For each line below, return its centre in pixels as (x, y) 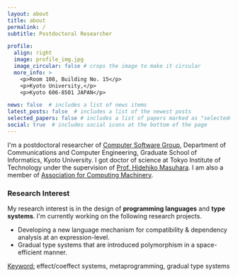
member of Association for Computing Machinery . (80, 175)
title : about (27, 20)
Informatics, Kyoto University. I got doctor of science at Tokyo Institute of (114, 160)
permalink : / (27, 27)
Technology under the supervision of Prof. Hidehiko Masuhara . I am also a (115, 167)
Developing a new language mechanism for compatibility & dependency (123, 230)
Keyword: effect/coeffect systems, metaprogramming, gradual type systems (119, 266)
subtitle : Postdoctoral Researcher (60, 34)
